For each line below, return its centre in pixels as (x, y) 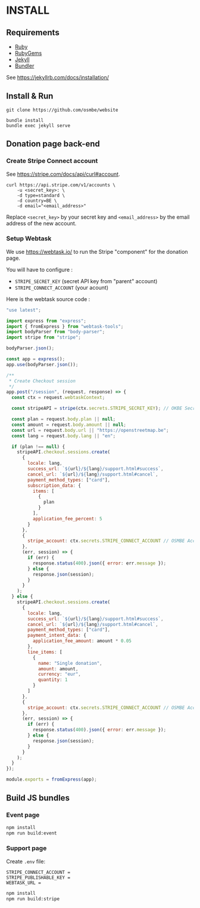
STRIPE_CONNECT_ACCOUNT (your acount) (62, 287)
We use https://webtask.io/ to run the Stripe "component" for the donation (97, 251)
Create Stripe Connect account (52, 161)
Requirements (33, 33)
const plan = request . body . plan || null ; (64, 419)
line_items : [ (45, 652)
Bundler (24, 66)
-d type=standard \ (41, 195)
